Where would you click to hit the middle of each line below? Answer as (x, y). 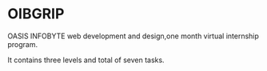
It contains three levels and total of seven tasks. (86, 60)
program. (23, 44)
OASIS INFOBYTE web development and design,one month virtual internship (133, 36)
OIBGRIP (36, 14)
